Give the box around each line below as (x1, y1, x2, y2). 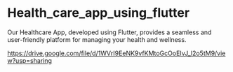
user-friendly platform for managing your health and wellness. (7, 35, 187, 43)
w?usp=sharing (7, 56, 53, 64)
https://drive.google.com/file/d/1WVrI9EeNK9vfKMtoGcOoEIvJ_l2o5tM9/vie (7, 49, 226, 57)
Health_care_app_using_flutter (7, 5, 190, 21)
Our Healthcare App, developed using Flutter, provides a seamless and (7, 28, 212, 36)
